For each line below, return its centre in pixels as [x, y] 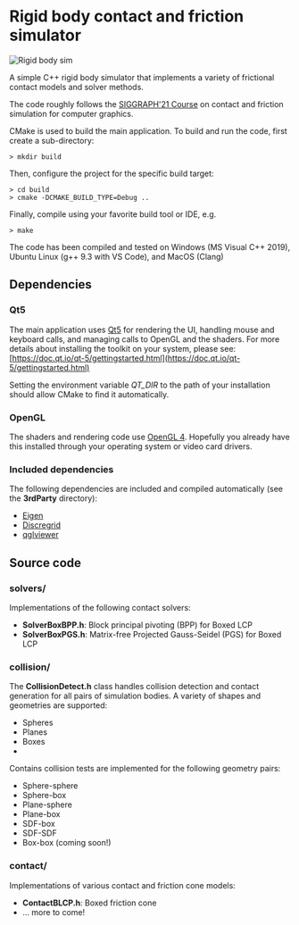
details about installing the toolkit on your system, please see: [123, 348]
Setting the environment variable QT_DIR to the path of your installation [140, 385]
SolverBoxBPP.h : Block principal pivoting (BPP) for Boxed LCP [137, 625]
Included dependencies [62, 469]
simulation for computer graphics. [71, 113]
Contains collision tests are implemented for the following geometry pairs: [145, 769]
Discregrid [41, 525]
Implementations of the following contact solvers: [100, 607]
